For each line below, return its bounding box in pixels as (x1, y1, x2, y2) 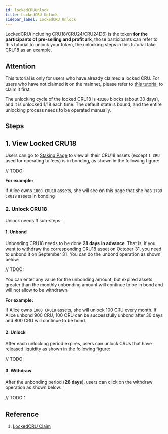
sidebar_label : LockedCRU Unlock (5, 17, 76, 22)
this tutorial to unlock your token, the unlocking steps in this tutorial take (5, 42, 156, 48)
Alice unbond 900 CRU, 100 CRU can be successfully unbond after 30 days (5, 312, 163, 318)
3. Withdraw (5, 367, 32, 373)
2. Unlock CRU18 (5, 206, 47, 213)
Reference (5, 410, 39, 418)
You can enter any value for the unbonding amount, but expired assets (5, 276, 153, 282)
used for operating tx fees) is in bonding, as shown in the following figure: (5, 158, 160, 164)
